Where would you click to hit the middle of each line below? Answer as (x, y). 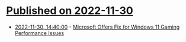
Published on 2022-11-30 (70, 11)
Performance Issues (39, 33)
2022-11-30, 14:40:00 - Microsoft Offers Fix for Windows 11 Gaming (97, 27)
